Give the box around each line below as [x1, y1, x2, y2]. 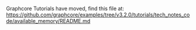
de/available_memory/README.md [6, 18, 91, 24]
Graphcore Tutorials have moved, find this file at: [6, 5, 125, 12]
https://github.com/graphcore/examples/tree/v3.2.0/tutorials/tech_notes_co [6, 11, 190, 18]
